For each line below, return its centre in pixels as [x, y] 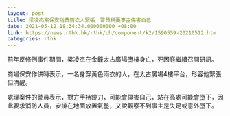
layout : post [26, 13]
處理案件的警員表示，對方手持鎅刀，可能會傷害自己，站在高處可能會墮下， [112, 97]
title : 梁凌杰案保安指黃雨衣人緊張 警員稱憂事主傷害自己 [79, 20]
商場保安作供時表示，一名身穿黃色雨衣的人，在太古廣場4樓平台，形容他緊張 [114, 74]
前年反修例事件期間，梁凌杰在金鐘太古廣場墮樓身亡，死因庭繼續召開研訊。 [112, 60]
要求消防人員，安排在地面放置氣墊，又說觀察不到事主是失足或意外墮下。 [115, 106]
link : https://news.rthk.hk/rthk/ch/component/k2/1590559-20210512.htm [112, 33]
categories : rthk [32, 39]
